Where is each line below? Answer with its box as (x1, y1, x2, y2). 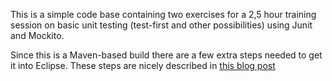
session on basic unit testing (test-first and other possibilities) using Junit (10, 19, 313, 31)
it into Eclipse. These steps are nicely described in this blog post (10, 60, 276, 71)
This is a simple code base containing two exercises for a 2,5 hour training (10, 9, 317, 20)
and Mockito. (10, 30, 65, 41)
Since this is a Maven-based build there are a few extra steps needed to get (10, 49, 323, 61)
